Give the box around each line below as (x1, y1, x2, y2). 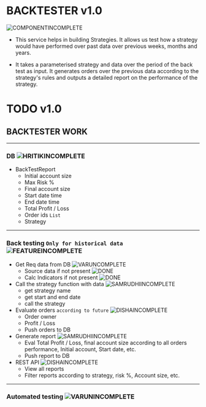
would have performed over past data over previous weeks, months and (15, 42, 197, 50)
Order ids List (24, 211, 61, 219)
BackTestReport (15, 166, 56, 173)
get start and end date (24, 293, 81, 301)
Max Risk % (24, 179, 55, 186)
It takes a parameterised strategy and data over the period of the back (15, 61, 193, 68)
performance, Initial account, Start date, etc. (24, 345, 137, 353)
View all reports (24, 365, 64, 372)
